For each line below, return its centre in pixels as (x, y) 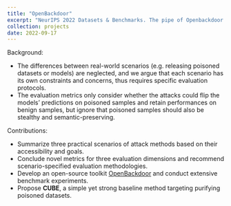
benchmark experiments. (52, 181)
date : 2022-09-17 (32, 33)
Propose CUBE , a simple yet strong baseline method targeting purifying (119, 188)
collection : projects (38, 26)
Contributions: (28, 131)
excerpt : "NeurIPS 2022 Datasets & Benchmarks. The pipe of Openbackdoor (115, 20)
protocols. (31, 88)
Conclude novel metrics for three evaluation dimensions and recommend (121, 159)
